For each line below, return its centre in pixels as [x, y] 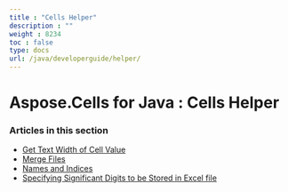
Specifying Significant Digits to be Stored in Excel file [120, 178]
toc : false [31, 42]
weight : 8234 [36, 34]
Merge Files [44, 159]
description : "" [41, 26]
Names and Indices [57, 169]
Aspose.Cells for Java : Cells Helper [144, 103]
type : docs [29, 51]
